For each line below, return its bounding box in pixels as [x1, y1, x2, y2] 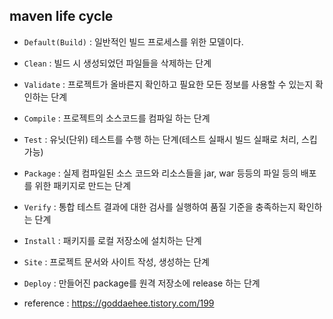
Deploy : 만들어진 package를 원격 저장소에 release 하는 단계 [23, 277, 261, 289]
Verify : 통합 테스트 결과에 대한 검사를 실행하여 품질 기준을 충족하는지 [23, 200, 296, 213]
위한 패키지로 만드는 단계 [34, 179, 132, 191]
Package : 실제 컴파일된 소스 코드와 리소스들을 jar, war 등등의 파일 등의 [23, 167, 299, 179]
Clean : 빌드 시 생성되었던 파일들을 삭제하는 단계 [23, 57, 212, 69]
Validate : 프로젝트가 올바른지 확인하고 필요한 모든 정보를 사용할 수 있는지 [23, 78, 314, 90]
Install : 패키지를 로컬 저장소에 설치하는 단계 [23, 234, 202, 246]
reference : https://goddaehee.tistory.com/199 [23, 297, 215, 309]
